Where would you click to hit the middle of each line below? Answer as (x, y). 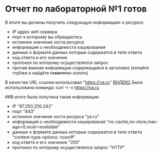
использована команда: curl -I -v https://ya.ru (52, 87)
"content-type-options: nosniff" (44, 137)
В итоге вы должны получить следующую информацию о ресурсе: (75, 22)
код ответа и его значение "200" (46, 142)
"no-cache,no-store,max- (132, 122)
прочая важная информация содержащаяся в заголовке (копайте (81, 68)
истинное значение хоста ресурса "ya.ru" (56, 116)
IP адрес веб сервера (35, 31)
